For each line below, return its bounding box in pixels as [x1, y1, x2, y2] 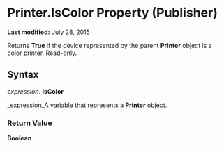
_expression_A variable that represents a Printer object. [7, 101, 167, 109]
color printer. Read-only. [7, 49, 77, 57]
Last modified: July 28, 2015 [7, 28, 91, 36]
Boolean [7, 134, 32, 142]
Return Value [7, 118, 52, 128]
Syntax [7, 69, 39, 81]
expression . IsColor [7, 87, 64, 95]
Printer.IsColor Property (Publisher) [7, 5, 218, 21]
